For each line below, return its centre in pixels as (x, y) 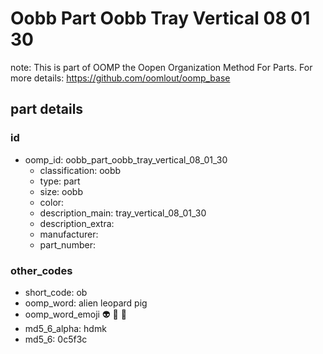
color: (52, 202)
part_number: (67, 244)
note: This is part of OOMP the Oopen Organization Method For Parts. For (161, 67)
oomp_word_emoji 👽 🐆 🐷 (75, 314)
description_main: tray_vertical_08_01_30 (123, 213)
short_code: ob (56, 292)
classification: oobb (80, 170)
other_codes (41, 270)
